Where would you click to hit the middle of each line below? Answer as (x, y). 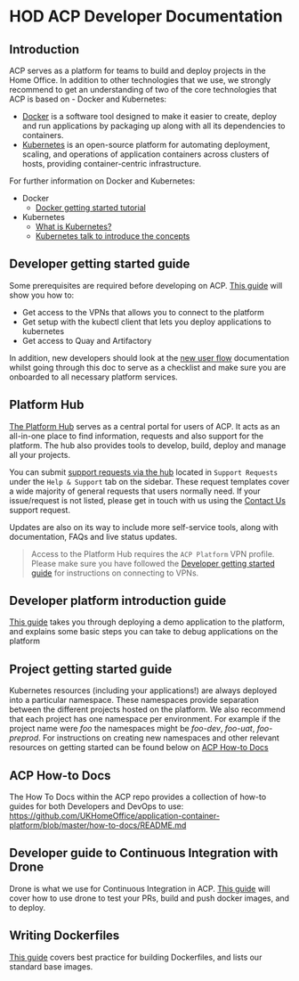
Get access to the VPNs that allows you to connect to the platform (143, 312)
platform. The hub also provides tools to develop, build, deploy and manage (148, 445)
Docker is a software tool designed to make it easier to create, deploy (149, 116)
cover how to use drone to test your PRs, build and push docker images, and (149, 898)
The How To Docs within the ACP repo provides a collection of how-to (138, 797)
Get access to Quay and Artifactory (87, 340)
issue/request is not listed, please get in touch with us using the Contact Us (148, 500)
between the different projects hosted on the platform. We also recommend (148, 709)
